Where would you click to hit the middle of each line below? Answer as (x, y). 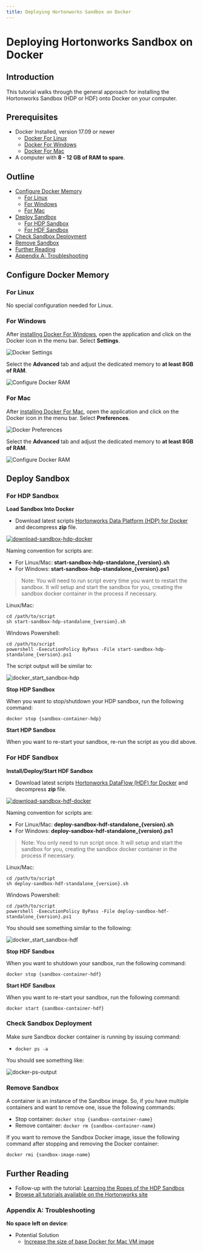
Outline (20, 177)
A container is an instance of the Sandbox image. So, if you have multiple (98, 1101)
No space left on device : (37, 1224)
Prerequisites (32, 117)
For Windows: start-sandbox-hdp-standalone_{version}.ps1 (92, 569)
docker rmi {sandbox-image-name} (48, 1155)
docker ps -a (32, 1049)
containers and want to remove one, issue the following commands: (91, 1107)
